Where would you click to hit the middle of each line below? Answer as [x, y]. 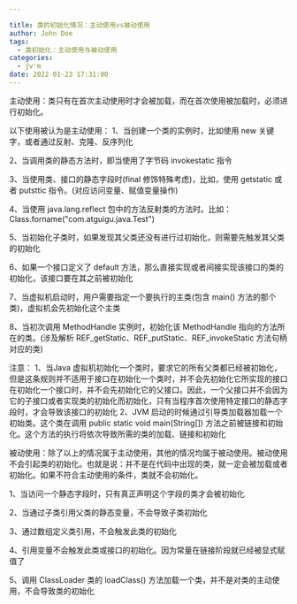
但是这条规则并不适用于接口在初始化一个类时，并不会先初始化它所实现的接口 [148, 378]
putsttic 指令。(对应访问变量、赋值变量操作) [99, 190]
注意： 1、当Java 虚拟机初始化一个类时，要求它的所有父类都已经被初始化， [145, 367]
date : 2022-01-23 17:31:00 [59, 75]
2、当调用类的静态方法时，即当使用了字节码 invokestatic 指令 [121, 160]
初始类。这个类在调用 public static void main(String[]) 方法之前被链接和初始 [146, 423]
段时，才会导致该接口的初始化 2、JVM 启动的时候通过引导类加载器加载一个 [146, 411]
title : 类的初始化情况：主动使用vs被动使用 [80, 25]
